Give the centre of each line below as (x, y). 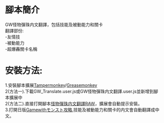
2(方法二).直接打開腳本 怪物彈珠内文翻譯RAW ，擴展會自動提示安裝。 (74, 103)
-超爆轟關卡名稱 (21, 49)
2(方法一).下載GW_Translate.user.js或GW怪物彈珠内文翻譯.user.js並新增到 (79, 91)
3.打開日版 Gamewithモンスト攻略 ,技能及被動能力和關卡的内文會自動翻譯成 (80, 110)
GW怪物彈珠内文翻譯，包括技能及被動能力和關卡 (54, 25)
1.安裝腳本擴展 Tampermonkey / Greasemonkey (51, 85)
